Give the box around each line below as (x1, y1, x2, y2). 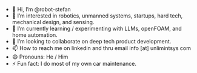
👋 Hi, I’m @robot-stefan (12, 6, 71, 13)
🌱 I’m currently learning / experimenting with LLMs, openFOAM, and (12, 25, 182, 32)
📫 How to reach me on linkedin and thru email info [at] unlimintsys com (12, 45, 191, 51)
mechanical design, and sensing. (12, 19, 95, 25)
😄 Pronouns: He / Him (12, 53, 68, 60)
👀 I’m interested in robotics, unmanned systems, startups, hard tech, (12, 12, 183, 19)
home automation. (12, 31, 58, 39)
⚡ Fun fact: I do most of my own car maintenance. (12, 60, 137, 67)
